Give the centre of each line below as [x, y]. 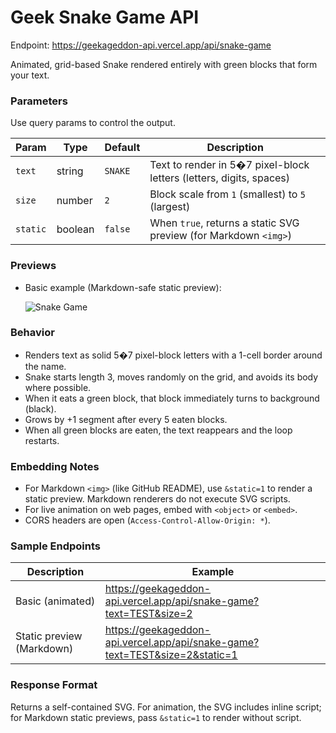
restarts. [42, 440]
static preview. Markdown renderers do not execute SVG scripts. [157, 499]
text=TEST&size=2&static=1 [171, 655]
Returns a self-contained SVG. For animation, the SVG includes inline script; [166, 707]
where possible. [58, 387]
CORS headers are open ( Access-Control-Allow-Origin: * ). [147, 520]
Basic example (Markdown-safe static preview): [123, 287]
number [74, 201]
